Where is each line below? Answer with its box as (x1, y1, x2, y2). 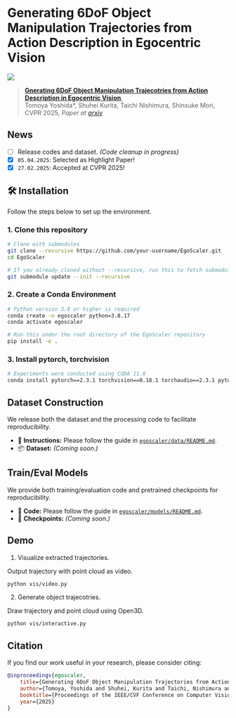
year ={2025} (20, 698, 55, 705)
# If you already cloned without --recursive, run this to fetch (7, 266, 202, 273)
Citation (7, 639, 44, 651)
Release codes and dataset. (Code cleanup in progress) (17, 148, 179, 156)
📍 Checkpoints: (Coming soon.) (17, 514, 110, 523)
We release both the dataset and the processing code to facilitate (7, 415, 197, 423)
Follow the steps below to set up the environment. (7, 207, 152, 216)
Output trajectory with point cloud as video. (7, 567, 133, 575)
